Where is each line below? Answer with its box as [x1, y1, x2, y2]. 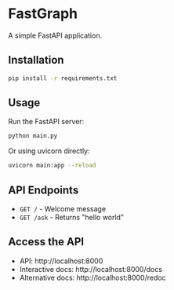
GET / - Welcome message [19, 204, 107, 213]
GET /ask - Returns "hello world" [19, 213, 124, 222]
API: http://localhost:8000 [19, 256, 103, 266]
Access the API [8, 235, 85, 248]
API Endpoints [8, 183, 79, 196]
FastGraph [8, 5, 78, 23]
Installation [8, 53, 64, 67]
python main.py [8, 132, 58, 140]
